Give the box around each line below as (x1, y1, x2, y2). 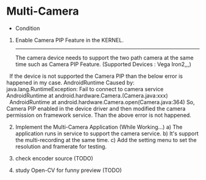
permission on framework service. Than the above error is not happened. (6, 111, 192, 119)
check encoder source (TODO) (15, 154, 94, 162)
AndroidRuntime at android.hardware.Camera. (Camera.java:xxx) (6, 92, 169, 99)
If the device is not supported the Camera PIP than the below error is (9, 72, 183, 80)
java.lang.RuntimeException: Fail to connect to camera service (6, 85, 164, 92)
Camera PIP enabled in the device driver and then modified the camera (6, 105, 186, 112)
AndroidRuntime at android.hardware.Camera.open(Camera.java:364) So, (9, 98, 195, 105)
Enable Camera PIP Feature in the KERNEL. (15, 36, 124, 43)
